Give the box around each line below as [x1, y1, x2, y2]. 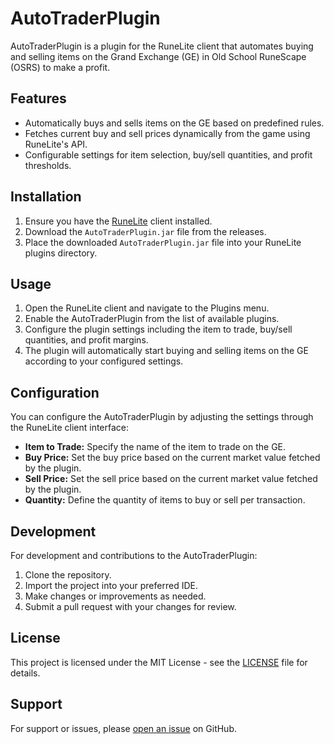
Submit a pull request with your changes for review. [24, 601, 237, 612]
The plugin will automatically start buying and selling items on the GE [24, 345, 309, 357]
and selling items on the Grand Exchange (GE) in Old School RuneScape [10, 50, 307, 62]
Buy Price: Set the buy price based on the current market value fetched [24, 452, 321, 464]
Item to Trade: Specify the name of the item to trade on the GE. [24, 441, 287, 453]
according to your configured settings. [24, 355, 184, 367]
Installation [10, 188, 82, 206]
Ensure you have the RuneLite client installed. [24, 215, 213, 227]
